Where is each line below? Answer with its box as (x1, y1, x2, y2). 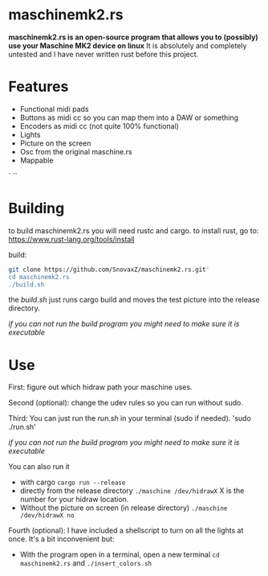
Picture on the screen (19, 138, 91, 148)
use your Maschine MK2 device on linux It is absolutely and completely (8, 40, 247, 50)
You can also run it (8, 462, 70, 471)
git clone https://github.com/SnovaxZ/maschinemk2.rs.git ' (8, 265, 210, 274)
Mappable (19, 155, 54, 165)
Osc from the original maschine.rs (19, 146, 132, 156)
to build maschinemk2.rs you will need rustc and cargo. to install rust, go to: (8, 225, 259, 235)
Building (8, 200, 65, 218)
